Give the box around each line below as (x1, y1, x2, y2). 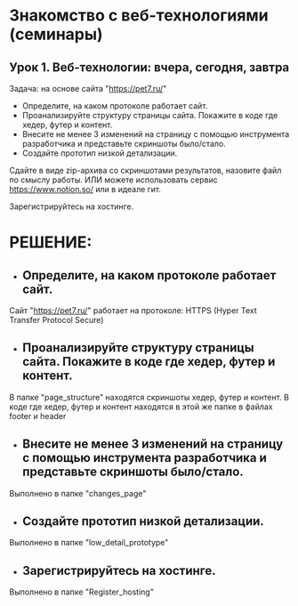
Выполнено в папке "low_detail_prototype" (9, 537, 169, 548)
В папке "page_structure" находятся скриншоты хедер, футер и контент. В (9, 392, 290, 402)
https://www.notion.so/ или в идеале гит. (9, 184, 162, 194)
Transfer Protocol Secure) (9, 315, 104, 325)
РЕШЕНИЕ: (9, 232, 93, 253)
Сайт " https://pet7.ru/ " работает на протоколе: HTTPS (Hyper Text (9, 305, 258, 316)
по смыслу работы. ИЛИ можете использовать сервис (9, 174, 218, 185)
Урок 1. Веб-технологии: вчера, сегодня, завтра (9, 60, 290, 75)
